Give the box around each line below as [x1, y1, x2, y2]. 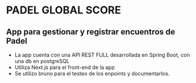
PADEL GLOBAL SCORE [6, 4, 121, 17]
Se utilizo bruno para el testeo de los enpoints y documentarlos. [14, 70, 170, 77]
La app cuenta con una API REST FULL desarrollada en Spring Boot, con [14, 51, 190, 58]
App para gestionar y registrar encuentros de [6, 27, 175, 37]
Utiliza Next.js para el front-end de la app [14, 64, 115, 71]
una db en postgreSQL [14, 58, 69, 64]
